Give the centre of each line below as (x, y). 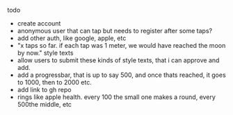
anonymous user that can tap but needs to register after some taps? (115, 31)
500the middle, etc (44, 104)
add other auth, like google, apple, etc (72, 38)
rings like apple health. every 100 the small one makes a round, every (116, 97)
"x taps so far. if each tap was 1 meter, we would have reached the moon (121, 45)
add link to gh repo (44, 90)
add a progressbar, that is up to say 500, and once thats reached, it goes (121, 75)
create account (39, 23)
